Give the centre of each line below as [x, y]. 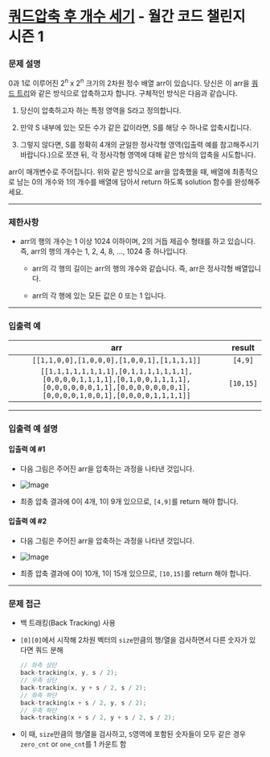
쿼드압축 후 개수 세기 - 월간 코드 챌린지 [127, 17]
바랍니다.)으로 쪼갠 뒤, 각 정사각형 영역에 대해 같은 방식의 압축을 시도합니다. [138, 155]
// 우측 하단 [39, 710]
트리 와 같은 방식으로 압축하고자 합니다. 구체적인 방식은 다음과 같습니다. [127, 93]
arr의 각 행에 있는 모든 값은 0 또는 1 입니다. [99, 296]
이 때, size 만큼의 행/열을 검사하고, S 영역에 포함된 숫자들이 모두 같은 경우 [133, 734]
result [243, 347]
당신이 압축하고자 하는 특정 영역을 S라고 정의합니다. [100, 110]
